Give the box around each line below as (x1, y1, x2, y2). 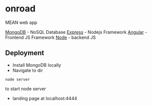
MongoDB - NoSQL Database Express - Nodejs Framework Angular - (5, 29, 147, 35)
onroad (5, 3, 36, 14)
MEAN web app (5, 19, 37, 25)
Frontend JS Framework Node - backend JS (5, 34, 96, 40)
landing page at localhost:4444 (12, 95, 77, 101)
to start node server (5, 86, 46, 92)
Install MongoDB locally (12, 62, 61, 68)
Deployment (5, 49, 44, 57)
